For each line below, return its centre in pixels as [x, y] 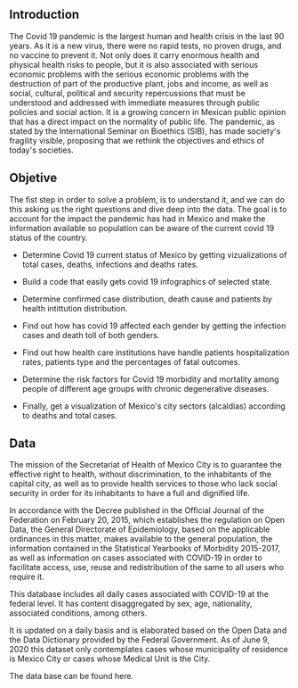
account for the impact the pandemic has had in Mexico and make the [137, 219]
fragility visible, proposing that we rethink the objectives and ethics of [137, 140]
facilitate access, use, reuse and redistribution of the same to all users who [147, 568]
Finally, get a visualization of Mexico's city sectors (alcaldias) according [154, 406]
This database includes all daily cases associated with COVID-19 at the [139, 594]
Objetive [33, 178]
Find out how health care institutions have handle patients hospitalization [156, 352]
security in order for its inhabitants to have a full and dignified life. [130, 493]
